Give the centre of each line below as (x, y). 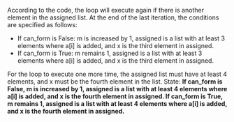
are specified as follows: (42, 25)
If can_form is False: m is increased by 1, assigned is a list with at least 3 (121, 38)
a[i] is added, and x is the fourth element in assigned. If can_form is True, (115, 96)
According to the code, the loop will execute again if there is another (106, 10)
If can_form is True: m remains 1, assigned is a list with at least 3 (110, 53)
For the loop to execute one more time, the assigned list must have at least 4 (117, 74)
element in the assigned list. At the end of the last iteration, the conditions (113, 17)
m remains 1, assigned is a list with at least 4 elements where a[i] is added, (117, 104)
